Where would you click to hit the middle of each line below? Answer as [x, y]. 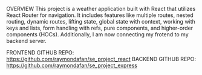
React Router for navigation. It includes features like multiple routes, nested [100, 15]
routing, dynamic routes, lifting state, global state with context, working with [101, 21]
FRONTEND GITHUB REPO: [40, 53]
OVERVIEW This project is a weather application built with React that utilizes [101, 9]
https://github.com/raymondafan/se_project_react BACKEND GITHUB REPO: [101, 59]
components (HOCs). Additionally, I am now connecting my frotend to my [97, 34]
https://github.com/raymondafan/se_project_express [72, 65]
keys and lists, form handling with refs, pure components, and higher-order [100, 28]
